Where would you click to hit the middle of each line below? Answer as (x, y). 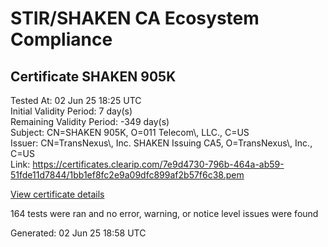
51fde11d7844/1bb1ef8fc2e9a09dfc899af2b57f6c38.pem (127, 175)
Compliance (61, 39)
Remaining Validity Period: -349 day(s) (90, 121)
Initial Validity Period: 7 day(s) (71, 111)
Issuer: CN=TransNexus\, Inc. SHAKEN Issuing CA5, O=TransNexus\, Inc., (161, 143)
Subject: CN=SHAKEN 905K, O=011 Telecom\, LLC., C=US (130, 132)
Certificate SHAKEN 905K (93, 76)
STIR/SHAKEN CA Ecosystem (135, 18)
